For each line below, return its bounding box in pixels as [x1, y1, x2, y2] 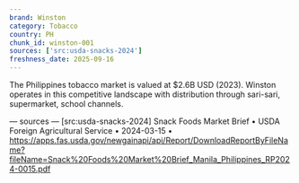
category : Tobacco [9, 22, 78, 30]
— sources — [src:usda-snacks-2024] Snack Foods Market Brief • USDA [9, 116, 280, 126]
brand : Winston [9, 13, 66, 22]
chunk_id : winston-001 [9, 38, 94, 48]
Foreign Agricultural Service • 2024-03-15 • [9, 126, 173, 135]
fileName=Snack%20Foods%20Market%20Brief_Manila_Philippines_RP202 [9, 154, 290, 164]
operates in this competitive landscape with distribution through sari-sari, [9, 89, 281, 100]
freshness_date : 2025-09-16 [9, 55, 115, 64]
